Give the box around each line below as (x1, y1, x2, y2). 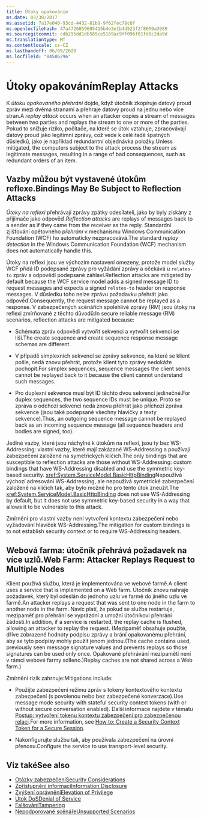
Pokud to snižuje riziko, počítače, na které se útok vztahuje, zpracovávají (6, 124, 187, 132)
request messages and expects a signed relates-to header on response (6, 284, 186, 291)
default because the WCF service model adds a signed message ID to (6, 278, 179, 285)
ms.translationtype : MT (6, 37, 66, 43)
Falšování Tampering (14, 802, 65, 808)
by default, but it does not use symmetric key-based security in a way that (6, 497, 190, 504)
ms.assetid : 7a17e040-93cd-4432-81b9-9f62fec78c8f (6, 20, 136, 26)
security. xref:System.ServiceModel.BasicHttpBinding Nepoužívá (23, 471, 182, 478)
